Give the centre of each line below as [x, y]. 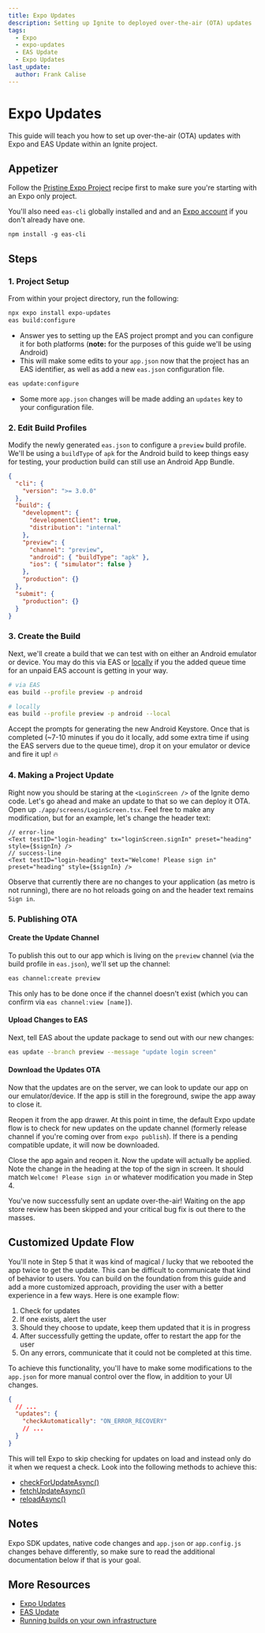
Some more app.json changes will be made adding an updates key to [131, 399]
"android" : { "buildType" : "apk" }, [89, 557]
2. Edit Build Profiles [48, 427]
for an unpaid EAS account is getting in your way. [88, 670]
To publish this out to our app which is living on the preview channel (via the [131, 955]
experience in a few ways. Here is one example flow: [94, 1295]
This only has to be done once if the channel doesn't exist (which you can [128, 993]
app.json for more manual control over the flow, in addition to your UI [120, 1376]
